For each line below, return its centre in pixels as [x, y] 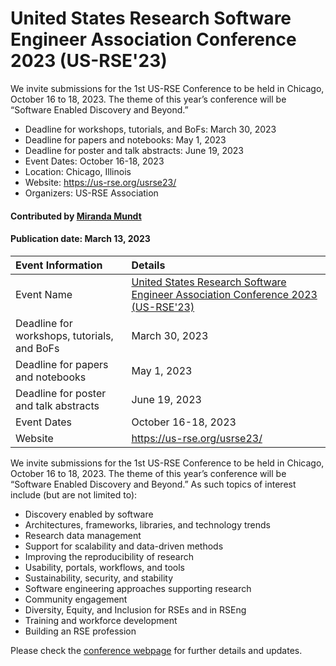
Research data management [83, 535]
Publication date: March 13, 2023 [80, 239]
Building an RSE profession [80, 631]
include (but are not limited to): [74, 494]
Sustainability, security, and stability [99, 578]
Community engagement [76, 599]
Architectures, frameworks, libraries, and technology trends [147, 524]
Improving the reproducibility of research [109, 556]
